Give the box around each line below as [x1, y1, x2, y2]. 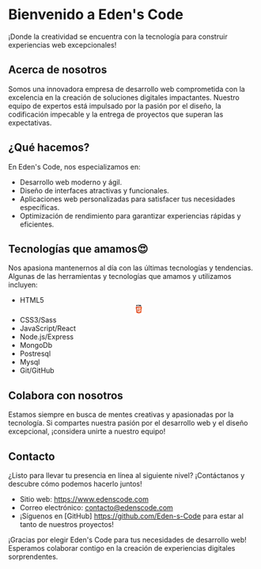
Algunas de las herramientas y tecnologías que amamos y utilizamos [8, 272, 232, 281]
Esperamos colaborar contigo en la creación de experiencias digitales [8, 544, 236, 552]
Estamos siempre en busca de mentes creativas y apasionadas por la [8, 410, 234, 419]
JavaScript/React [19, 323, 77, 334]
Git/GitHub [19, 366, 55, 376]
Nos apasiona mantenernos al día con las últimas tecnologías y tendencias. [8, 263, 253, 273]
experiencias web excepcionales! [8, 40, 117, 49]
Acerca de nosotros [8, 63, 108, 77]
